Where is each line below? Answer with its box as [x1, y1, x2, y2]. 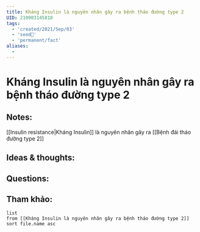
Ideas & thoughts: [6, 153, 75, 163]
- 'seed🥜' [12, 32, 37, 38]
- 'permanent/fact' [12, 37, 62, 43]
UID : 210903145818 [6, 15, 53, 21]
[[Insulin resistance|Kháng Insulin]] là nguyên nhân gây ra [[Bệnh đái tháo [6, 128, 191, 136]
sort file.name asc [6, 221, 56, 227]
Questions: [6, 173, 49, 184]
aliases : [6, 43, 29, 49]
